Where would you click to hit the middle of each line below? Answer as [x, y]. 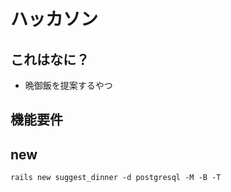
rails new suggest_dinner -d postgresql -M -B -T [116, 178]
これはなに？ [50, 59]
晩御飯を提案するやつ [68, 85]
